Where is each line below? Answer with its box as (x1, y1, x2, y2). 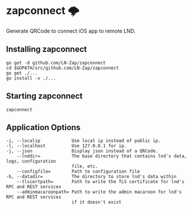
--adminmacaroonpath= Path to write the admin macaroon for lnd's (16, 189, 182, 195)
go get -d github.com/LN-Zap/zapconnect (6, 60, 107, 66)
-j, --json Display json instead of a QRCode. (6, 148, 159, 154)
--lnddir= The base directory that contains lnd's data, (16, 153, 187, 159)
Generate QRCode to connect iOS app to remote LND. (6, 27, 136, 35)
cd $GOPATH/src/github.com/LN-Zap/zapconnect (6, 65, 119, 71)
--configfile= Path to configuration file (16, 168, 140, 175)
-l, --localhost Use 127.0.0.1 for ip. (6, 143, 127, 149)
